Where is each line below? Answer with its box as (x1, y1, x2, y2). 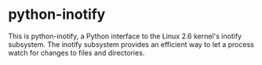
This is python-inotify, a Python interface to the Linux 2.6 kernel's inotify (8, 31, 242, 41)
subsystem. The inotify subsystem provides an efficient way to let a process (8, 39, 255, 49)
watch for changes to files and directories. (8, 48, 145, 57)
